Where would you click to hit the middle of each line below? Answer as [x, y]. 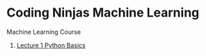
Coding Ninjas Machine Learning [103, 13]
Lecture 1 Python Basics [51, 45]
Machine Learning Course [44, 32]
